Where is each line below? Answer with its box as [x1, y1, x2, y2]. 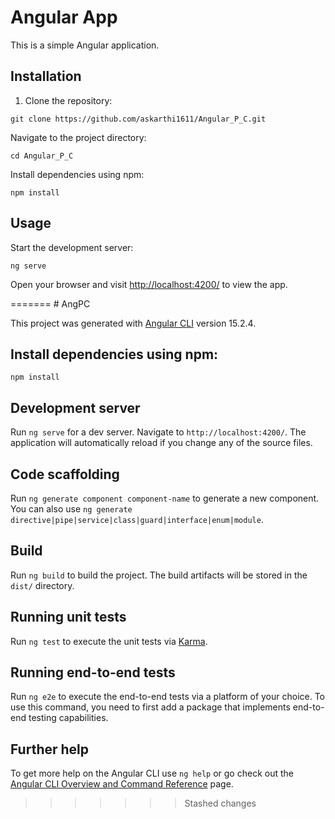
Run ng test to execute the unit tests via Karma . [10, 635, 208, 647]
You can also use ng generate [10, 503, 133, 515]
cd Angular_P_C [10, 151, 74, 161]
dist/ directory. [10, 579, 75, 591]
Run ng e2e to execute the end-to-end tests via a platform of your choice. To [10, 691, 326, 703]
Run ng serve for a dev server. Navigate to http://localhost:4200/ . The [10, 426, 307, 438]
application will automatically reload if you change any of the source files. [10, 437, 313, 449]
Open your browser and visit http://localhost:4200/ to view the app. [10, 278, 288, 290]
